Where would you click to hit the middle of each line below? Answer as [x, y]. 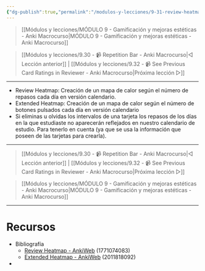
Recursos [31, 227]
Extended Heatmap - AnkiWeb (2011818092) [80, 257]
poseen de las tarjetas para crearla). [61, 136]
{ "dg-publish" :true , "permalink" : [49, 12]
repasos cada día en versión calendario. [66, 97]
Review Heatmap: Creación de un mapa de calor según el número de [102, 90]
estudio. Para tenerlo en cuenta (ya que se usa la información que [98, 129]
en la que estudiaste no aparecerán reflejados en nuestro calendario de [105, 122]
